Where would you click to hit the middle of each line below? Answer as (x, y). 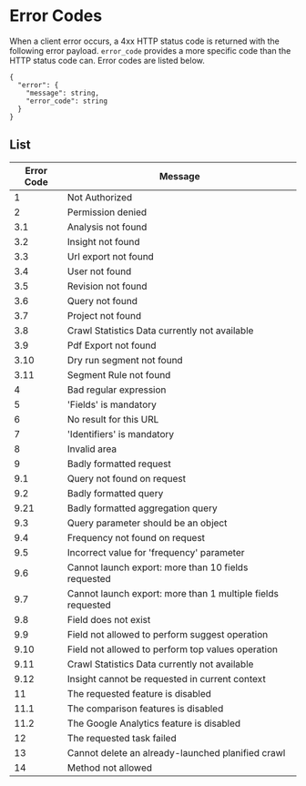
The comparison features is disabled (145, 709)
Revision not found (107, 286)
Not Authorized (100, 197)
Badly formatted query (115, 493)
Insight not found (103, 241)
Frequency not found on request (136, 537)
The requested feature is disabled (139, 693)
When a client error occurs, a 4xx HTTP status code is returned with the (145, 41)
